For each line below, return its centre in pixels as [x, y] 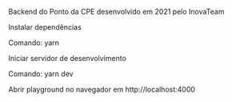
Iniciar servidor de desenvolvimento [67, 58]
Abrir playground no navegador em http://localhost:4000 [102, 89]
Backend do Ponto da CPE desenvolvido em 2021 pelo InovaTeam [116, 12]
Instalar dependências [45, 27]
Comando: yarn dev [41, 74]
